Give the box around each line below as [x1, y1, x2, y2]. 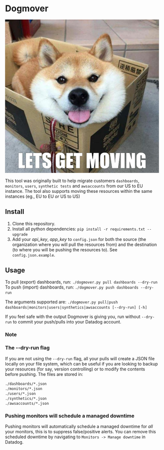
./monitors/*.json [5, 386, 42, 391]
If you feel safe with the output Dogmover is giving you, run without [5, 314, 141, 319]
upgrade [12, 232, 28, 237]
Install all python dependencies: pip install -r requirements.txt [12, 226, 145, 232]
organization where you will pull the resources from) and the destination [12, 241, 157, 247]
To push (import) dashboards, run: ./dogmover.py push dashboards [5, 284, 139, 290]
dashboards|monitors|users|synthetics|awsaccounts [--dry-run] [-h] [5, 305, 147, 310]
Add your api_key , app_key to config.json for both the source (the [12, 236, 146, 242]
